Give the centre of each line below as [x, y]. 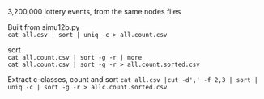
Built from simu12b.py [44, 27]
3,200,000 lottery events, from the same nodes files [94, 12]
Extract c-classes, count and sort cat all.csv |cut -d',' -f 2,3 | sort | [133, 79]
